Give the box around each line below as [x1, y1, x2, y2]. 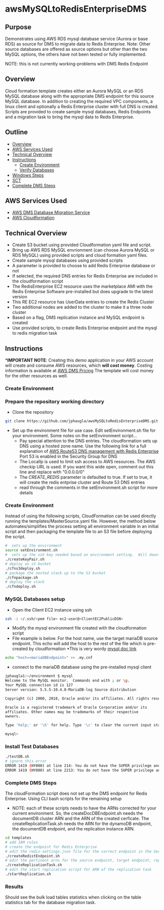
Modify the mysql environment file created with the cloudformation [12, 625, 147, 631]
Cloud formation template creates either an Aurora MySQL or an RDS [5, 88, 143, 94]
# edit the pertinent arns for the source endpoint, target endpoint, [5, 858, 152, 863]
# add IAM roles [5, 840, 38, 845]
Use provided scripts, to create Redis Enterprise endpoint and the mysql [12, 325, 157, 331]
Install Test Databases [5, 743, 59, 750]
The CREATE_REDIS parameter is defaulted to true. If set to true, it [19, 474, 152, 480]
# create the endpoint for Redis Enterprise [5, 844, 97, 849]
